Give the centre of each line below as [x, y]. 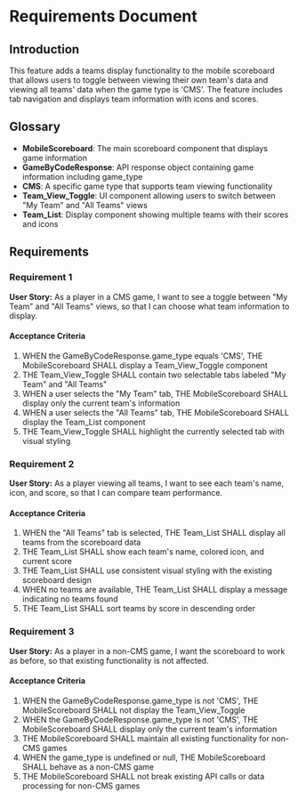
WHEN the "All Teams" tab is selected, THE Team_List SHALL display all [154, 533]
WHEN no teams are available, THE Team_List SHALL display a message [155, 590]
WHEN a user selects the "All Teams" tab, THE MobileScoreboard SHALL [155, 412]
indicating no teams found [70, 599]
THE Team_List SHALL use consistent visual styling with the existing [147, 570]
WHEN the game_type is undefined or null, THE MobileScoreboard [144, 757]
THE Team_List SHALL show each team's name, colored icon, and [143, 552]
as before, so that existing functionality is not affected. [109, 660]
